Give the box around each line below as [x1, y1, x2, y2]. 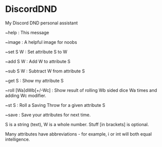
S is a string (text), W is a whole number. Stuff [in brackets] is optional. [5, 121, 149, 127]
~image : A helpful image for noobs [5, 39, 77, 45]
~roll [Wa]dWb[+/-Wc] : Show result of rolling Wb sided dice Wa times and [5, 87, 157, 93]
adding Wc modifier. [5, 92, 46, 98]
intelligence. [5, 136, 30, 142]
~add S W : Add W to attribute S [5, 58, 71, 64]
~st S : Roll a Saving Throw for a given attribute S [5, 102, 106, 108]
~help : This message [5, 29, 50, 35]
